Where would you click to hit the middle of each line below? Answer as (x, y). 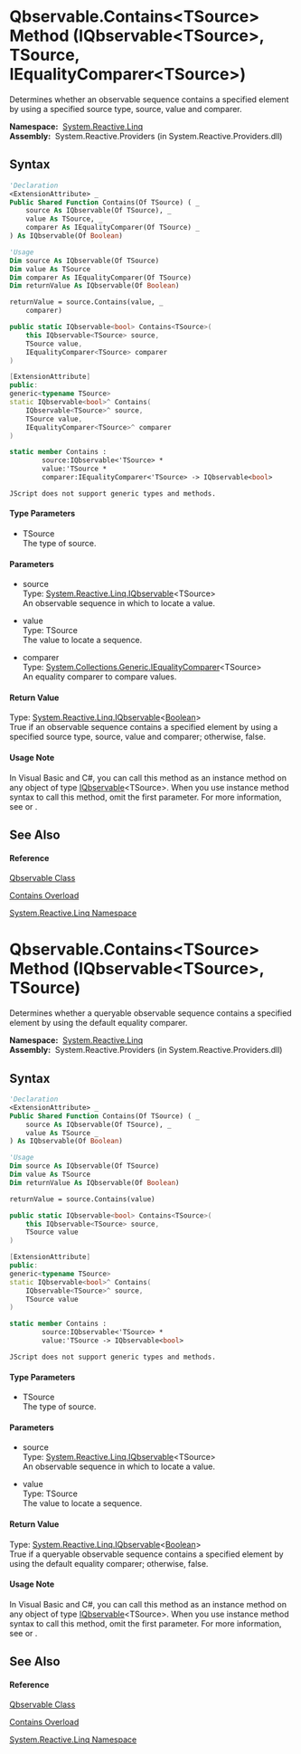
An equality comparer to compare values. (99, 677)
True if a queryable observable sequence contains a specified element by (146, 1554)
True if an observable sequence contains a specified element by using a (144, 727)
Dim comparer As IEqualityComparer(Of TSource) (101, 278)
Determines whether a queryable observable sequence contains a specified (150, 1013)
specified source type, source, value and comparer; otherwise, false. (138, 737)
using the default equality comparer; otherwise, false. (109, 1563)
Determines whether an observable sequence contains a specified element (149, 99)
